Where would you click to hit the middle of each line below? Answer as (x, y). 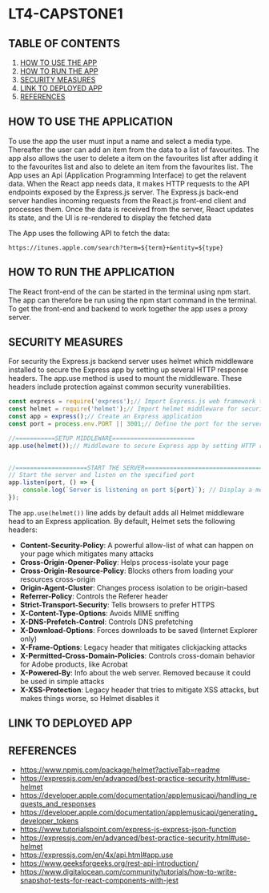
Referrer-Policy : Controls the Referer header (94, 596)
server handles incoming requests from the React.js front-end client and (127, 200)
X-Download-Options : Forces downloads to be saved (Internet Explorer (139, 630)
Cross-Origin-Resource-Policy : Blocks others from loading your (126, 571)
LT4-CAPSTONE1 (66, 14)
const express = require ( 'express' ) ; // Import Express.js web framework (132, 402)
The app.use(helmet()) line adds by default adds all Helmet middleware (126, 512)
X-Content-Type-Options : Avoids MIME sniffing (99, 613)
